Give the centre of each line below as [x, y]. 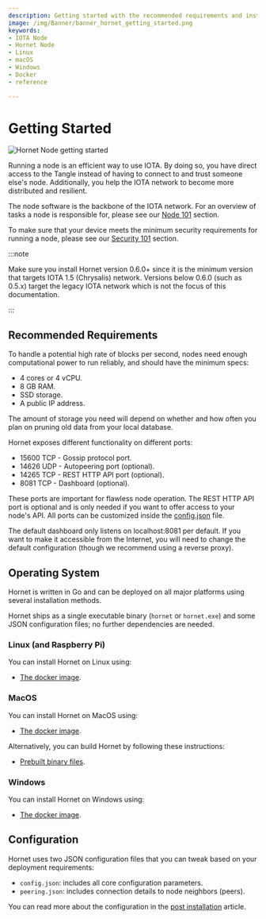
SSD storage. [41, 395]
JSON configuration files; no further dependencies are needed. [111, 624]
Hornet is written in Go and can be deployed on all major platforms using [127, 592]
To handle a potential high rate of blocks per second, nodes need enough [128, 354]
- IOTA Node [28, 38]
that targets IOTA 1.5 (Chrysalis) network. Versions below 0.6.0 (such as [125, 278]
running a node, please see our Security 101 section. [93, 238]
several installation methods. [55, 600]
